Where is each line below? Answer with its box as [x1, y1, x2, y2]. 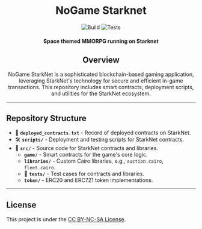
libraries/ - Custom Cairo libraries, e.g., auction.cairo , [23, 157, 164, 165]
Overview [82, 55, 120, 65]
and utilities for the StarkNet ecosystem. [50, 90, 151, 97]
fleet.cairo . [23, 164, 56, 171]
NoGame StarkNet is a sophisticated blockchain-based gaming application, [8, 71, 194, 78]
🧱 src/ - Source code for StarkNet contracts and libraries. [14, 145, 158, 152]
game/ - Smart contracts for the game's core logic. [23, 151, 148, 158]
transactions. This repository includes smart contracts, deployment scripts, [8, 84, 194, 91]
